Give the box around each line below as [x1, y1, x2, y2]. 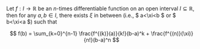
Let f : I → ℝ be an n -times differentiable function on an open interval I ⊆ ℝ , [6, 5, 195, 12]
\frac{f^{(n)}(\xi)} [150, 30, 193, 37]
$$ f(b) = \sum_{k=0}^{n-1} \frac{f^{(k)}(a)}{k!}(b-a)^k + [10, 30, 150, 37]
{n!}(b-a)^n [83, 36, 112, 44]
